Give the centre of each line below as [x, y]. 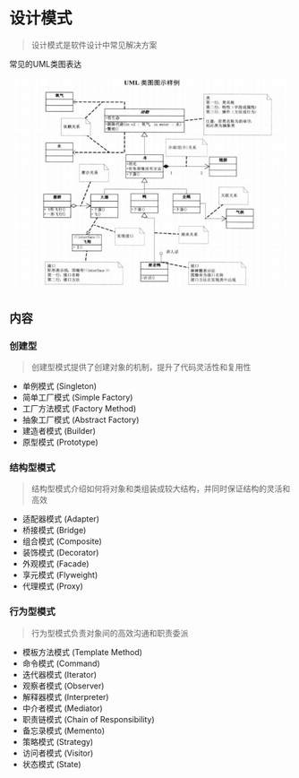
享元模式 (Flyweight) [60, 575]
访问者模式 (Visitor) [58, 753]
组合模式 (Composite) [62, 541]
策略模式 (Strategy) [58, 741]
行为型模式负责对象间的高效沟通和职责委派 [110, 633]
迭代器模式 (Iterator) [59, 674]
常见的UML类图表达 [46, 64]
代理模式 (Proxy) [52, 586]
